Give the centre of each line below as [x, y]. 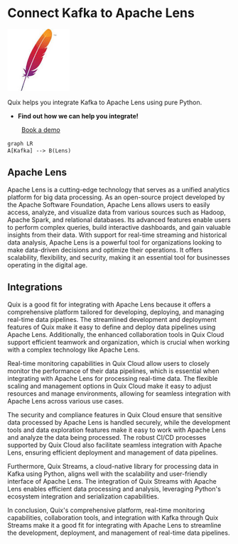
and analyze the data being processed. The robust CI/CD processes [107, 437]
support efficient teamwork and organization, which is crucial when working [119, 342]
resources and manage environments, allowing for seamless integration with [119, 393]
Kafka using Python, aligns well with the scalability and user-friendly [107, 474]
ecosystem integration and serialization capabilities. [83, 496]
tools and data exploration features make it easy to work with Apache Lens [117, 430]
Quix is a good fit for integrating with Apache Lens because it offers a [109, 304]
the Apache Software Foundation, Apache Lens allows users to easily [109, 204]
